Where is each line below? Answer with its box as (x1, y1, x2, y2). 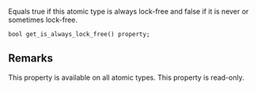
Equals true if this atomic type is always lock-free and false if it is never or (8, 7, 249, 16)
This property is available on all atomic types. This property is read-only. (8, 73, 245, 82)
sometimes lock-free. (8, 15, 77, 24)
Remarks (8, 51, 54, 66)
